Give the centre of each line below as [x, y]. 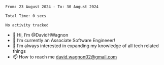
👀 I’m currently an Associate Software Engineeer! [64, 40]
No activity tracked [27, 25]
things [19, 51]
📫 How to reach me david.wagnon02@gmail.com [65, 57]
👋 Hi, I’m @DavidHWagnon [40, 35]
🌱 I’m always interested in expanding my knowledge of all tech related [86, 46]
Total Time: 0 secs [26, 16]
